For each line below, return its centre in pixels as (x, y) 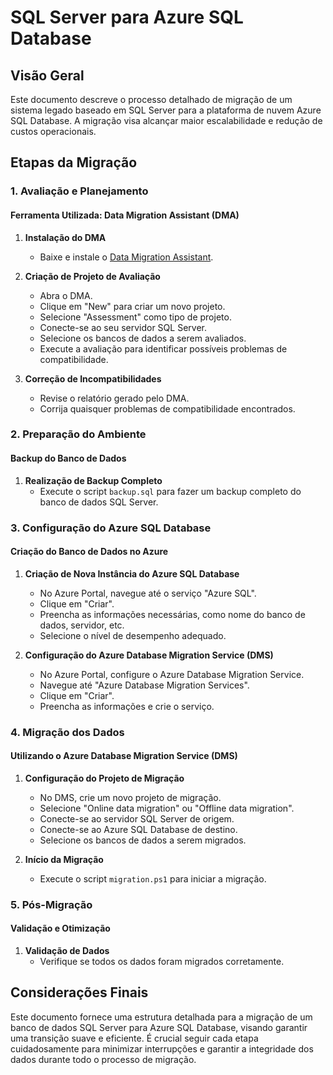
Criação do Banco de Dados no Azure (89, 552)
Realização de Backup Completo (93, 480)
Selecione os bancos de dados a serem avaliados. (143, 338)
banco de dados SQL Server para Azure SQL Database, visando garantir (159, 1027)
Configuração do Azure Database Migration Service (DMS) (149, 655)
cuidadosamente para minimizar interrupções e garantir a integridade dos (162, 1048)
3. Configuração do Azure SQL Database (111, 528)
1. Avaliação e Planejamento (79, 191)
